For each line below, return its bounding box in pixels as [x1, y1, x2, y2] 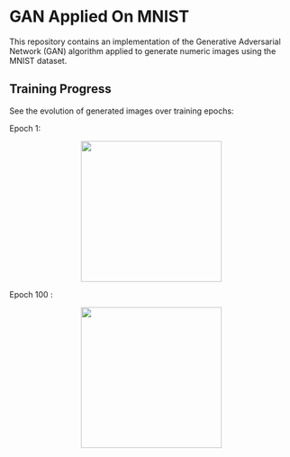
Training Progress [9, 81, 112, 96]
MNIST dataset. [9, 55, 68, 66]
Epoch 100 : [9, 288, 53, 299]
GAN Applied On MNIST [9, 6, 190, 27]
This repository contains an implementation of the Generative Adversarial [9, 36, 281, 47]
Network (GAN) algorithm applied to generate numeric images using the [9, 45, 276, 56]
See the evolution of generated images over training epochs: [9, 105, 234, 116]
